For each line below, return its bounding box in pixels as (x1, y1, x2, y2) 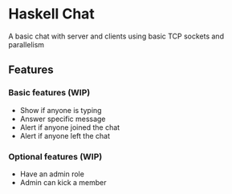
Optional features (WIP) (8, 151, 103, 162)
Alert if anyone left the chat (19, 131, 111, 140)
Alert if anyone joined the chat (19, 122, 120, 132)
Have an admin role (19, 169, 84, 179)
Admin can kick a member (19, 177, 107, 187)
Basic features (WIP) (8, 87, 91, 99)
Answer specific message (19, 114, 106, 123)
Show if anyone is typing (19, 105, 102, 115)
